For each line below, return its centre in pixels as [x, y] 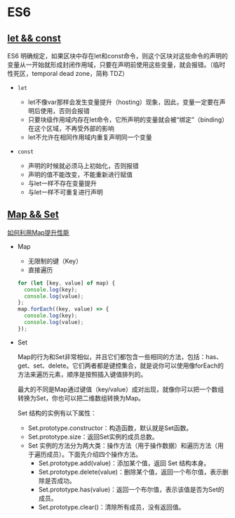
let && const [34, 38]
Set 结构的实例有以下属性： [57, 413]
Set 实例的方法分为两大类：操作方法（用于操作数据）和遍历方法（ [123, 445]
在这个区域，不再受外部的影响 [71, 128]
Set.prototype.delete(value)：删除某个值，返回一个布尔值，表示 [130, 472]
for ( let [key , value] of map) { [66, 283]
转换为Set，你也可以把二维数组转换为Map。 [81, 398]
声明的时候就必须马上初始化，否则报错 [83, 166]
